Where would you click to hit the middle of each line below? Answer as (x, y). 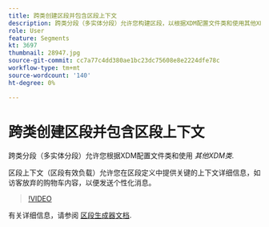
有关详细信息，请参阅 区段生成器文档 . (70, 215)
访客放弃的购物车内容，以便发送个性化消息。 (82, 183)
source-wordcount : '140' (50, 75)
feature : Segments (39, 38)
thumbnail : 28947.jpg (44, 53)
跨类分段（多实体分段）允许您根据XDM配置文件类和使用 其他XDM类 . (121, 156)
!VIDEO (40, 199)
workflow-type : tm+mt (44, 68)
